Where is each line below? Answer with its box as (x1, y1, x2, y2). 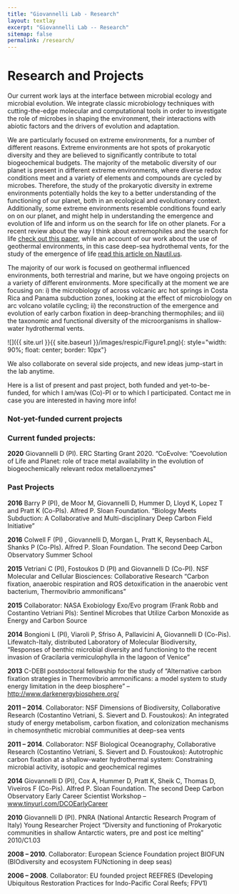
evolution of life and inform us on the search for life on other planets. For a (7, 219, 226, 228)
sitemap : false (7, 30, 53, 38)
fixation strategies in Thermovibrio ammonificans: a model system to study (7, 674, 227, 682)
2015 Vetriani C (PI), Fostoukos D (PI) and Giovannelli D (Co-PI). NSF (7, 564, 209, 572)
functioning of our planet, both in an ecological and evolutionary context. (7, 197, 222, 205)
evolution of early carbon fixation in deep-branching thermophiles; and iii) (7, 309, 225, 318)
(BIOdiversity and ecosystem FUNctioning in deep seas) (7, 857, 173, 865)
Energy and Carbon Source (7, 616, 88, 625)
